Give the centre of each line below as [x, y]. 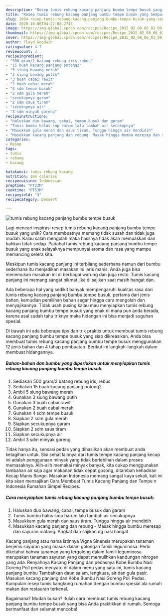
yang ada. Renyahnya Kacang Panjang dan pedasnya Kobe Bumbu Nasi [79, 562]
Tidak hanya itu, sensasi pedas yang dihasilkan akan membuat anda [76, 449]
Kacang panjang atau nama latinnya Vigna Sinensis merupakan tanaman [80, 541]
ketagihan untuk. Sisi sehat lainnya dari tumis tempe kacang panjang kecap [83, 455]
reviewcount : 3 [21, 51]
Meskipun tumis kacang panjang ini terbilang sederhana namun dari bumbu [83, 264]
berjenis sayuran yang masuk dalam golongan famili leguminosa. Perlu [78, 546]
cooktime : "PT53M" [25, 190]
